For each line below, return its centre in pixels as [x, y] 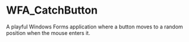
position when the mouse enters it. [48, 33]
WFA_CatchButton [52, 10]
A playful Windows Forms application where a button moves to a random [94, 27]
